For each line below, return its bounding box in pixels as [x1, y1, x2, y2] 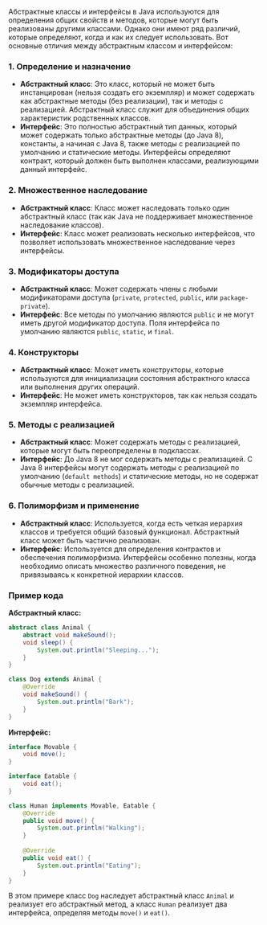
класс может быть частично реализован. [19, 535, 162, 545]
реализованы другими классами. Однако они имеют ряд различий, [8, 24, 241, 33]
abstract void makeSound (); [22, 631, 116, 639]
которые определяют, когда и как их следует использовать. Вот [8, 32, 229, 42]
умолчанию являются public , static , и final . [19, 326, 175, 336]
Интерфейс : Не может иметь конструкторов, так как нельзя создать [19, 391, 258, 400]
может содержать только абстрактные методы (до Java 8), [19, 130, 225, 140]
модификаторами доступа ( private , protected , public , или [19, 293, 219, 302]
